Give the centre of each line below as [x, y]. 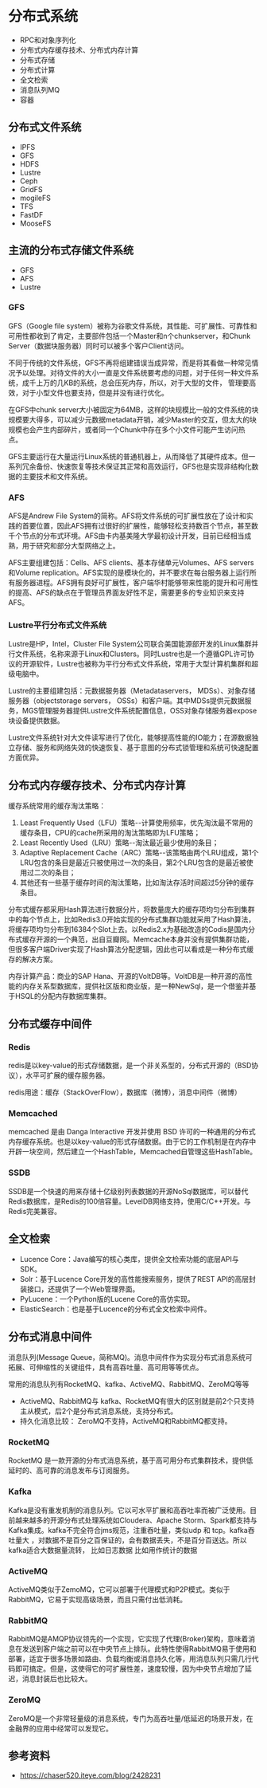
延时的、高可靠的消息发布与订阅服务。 [71, 1471]
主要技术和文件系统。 [57, 476]
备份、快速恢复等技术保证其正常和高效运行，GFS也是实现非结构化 [143, 466]
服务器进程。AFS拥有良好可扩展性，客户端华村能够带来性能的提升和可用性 [136, 583]
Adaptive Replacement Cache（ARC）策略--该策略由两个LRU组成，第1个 [139, 853]
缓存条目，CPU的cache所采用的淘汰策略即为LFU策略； [110, 833]
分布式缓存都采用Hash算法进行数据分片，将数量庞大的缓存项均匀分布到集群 [132, 910]
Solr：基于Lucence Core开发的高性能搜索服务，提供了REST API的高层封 [138, 1279]
